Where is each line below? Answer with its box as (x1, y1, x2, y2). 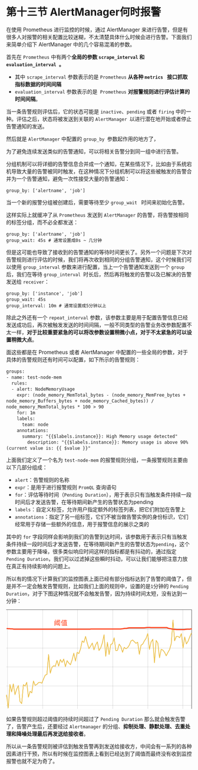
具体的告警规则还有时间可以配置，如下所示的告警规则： (6, 355, 140, 363)
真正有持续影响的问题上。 (11, 562, 74, 570)
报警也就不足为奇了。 (6, 757, 58, 765)
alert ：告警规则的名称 (14, 476, 70, 483)
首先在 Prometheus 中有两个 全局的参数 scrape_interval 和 (6, 53, 145, 60)
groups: (6, 368, 25, 374)
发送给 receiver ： (6, 278, 50, 285)
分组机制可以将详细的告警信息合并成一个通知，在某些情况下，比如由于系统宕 (6, 160, 192, 167)
